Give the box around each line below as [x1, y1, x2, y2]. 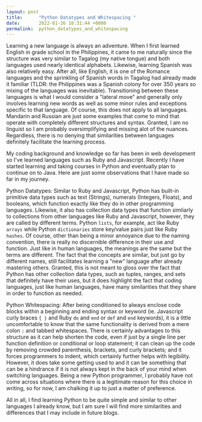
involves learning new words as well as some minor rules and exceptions [6, 100, 187, 107]
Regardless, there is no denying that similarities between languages [6, 132, 174, 139]
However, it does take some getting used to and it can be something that [6, 359, 187, 367]
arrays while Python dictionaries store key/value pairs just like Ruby [6, 225, 178, 233]
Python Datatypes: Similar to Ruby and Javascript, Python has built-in [6, 187, 179, 195]
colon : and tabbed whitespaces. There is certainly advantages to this [6, 327, 181, 335]
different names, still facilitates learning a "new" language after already [6, 257, 183, 265]
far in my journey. [6, 175, 50, 183]
